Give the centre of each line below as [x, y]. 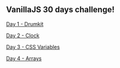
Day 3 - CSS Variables [33, 47]
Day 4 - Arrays [24, 58]
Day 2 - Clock [23, 35]
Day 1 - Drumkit [25, 24]
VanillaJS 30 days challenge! [60, 10]
